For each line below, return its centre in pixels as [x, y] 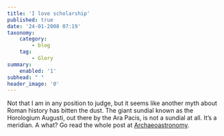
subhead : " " [26, 77]
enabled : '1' [38, 71]
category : [34, 39]
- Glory [42, 58]
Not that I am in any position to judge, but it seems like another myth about [112, 103]
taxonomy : [21, 33]
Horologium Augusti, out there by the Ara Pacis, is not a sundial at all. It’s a [112, 118]
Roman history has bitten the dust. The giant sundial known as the [100, 111]
